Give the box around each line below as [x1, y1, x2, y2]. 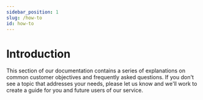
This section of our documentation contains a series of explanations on [6, 67, 185, 74]
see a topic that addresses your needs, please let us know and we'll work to [6, 80, 197, 88]
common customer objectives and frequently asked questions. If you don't [6, 74, 194, 81]
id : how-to [6, 20, 34, 26]
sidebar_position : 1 [6, 9, 59, 15]
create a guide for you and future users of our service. [6, 87, 144, 94]
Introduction [6, 47, 71, 61]
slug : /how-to [6, 15, 43, 21]
